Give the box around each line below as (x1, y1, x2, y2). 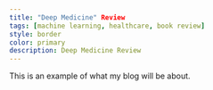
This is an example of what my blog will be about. (9, 70, 191, 81)
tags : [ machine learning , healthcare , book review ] (9, 21, 205, 30)
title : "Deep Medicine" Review (9, 12, 126, 22)
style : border (9, 29, 62, 38)
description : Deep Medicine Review (9, 46, 142, 55)
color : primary (9, 37, 66, 47)
